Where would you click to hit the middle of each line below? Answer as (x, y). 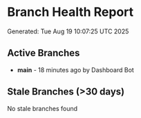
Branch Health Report (70, 12)
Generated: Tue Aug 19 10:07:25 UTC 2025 (68, 31)
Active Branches (44, 53)
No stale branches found (43, 108)
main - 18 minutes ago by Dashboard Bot (76, 69)
